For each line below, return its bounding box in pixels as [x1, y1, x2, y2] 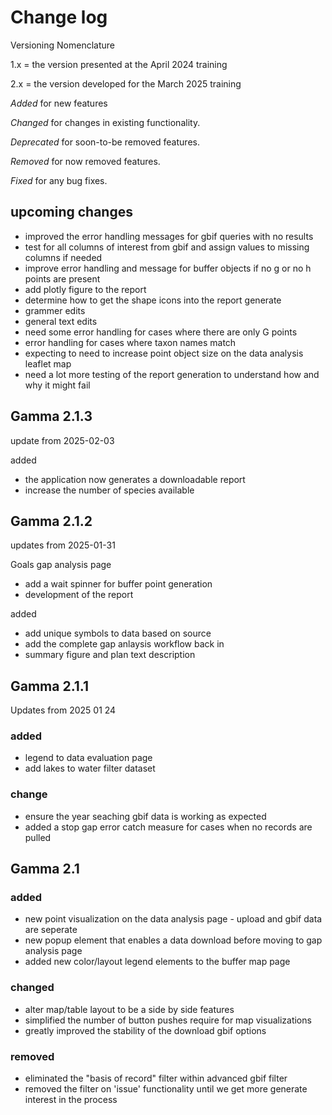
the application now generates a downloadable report [24, 473, 246, 485]
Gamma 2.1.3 [10, 408, 93, 425]
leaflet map [24, 357, 72, 370]
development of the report [24, 589, 134, 601]
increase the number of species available [24, 484, 195, 496]
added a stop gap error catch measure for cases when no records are [24, 821, 313, 833]
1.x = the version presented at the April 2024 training [10, 58, 228, 70]
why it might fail [24, 379, 91, 391]
